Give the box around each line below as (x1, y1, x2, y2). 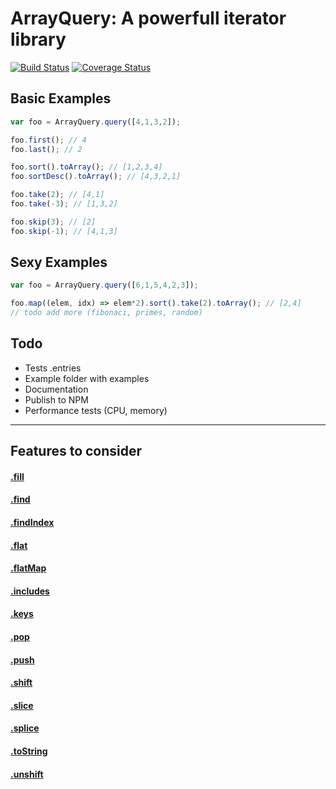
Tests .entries (24, 362, 82, 374)
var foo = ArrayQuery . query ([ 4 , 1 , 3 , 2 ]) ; (10, 117, 182, 127)
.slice (10, 699, 34, 711)
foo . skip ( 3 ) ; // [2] (10, 217, 97, 227)
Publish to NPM (24, 393, 89, 406)
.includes (10, 585, 50, 597)
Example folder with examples (24, 372, 150, 384)
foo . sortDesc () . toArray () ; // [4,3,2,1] (10, 172, 182, 182)
